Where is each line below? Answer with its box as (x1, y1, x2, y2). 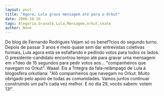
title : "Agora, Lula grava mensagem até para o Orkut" (5, 12, 120, 17)
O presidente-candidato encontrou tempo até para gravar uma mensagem (5, 55, 156, 61)
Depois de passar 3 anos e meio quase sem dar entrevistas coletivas (5, 44, 145, 50)
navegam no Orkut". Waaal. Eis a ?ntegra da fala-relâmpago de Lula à (5, 65, 146, 71)
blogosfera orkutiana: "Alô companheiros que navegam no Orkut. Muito (5, 70, 150, 76)
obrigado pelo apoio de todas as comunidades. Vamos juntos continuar (5, 76, 150, 82)
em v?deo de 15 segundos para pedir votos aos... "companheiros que (5, 60, 146, 66)
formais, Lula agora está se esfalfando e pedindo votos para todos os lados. (5, 50, 160, 56)
